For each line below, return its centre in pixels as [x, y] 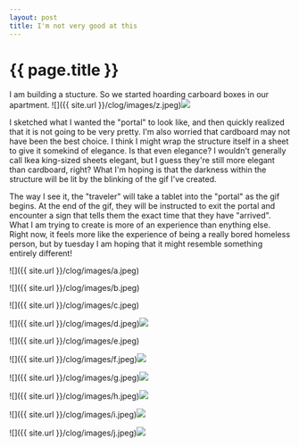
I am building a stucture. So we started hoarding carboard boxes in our [139, 95]
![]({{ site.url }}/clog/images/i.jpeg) [73, 415]
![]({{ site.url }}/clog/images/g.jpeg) [75, 378]
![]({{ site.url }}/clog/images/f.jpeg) [74, 360]
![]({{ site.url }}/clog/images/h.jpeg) [75, 396]
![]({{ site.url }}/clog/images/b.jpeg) [75, 288]
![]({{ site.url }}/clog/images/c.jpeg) [75, 305]
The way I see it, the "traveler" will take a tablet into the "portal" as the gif [145, 196]
